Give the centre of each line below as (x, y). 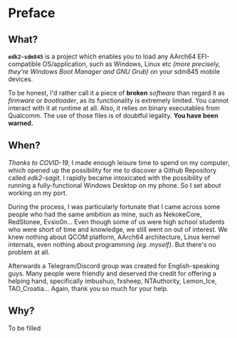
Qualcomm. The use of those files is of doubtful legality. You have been (113, 116)
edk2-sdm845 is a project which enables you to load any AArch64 (102, 56)
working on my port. (38, 193)
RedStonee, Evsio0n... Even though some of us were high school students (116, 221)
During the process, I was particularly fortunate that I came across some (114, 206)
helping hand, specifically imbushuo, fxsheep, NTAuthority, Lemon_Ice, (112, 281)
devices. (21, 79)
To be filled (25, 328)
